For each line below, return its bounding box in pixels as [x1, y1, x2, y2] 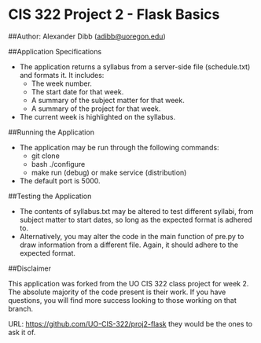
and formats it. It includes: [19, 70, 105, 79]
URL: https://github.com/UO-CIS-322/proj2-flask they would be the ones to [8, 319, 253, 328]
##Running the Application [8, 127, 94, 137]
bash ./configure [31, 159, 86, 168]
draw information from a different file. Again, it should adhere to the [19, 240, 238, 249]
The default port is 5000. [19, 175, 101, 186]
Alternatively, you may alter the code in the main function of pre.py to [19, 231, 244, 241]
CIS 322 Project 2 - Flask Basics [8, 6, 220, 24]
